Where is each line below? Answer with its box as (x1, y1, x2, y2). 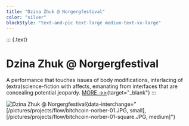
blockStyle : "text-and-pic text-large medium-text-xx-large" (6, 20, 162, 26)
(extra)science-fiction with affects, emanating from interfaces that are (6, 83, 178, 90)
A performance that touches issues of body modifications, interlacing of (6, 77, 183, 84)
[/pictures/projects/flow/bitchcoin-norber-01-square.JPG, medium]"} (6, 114, 176, 121)
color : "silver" (6, 14, 47, 20)
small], (129, 107, 146, 114)
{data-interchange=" (85, 100, 137, 108)
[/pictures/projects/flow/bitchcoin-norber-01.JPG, (6, 107, 129, 114)
